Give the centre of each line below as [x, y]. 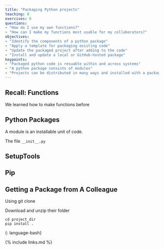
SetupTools [23, 156]
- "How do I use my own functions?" [42, 28]
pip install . [20, 224]
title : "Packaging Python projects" [42, 10]
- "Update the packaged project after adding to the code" [66, 50]
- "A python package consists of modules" [49, 69]
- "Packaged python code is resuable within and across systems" [73, 64]
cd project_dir [20, 220]
